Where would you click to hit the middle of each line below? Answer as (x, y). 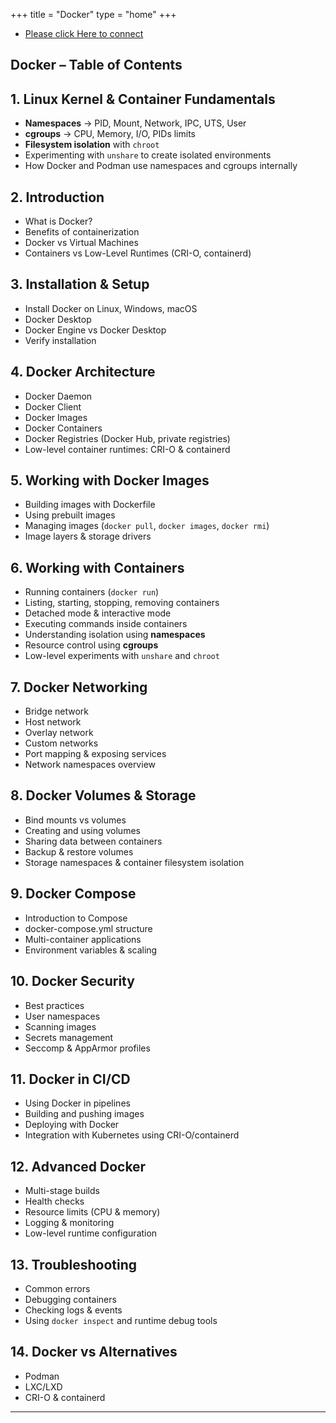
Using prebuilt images (70, 515)
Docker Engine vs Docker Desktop (95, 330)
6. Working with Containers (97, 567)
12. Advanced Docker (78, 1166)
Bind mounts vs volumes (75, 820)
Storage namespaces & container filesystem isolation (134, 862)
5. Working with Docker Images (110, 480)
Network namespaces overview (90, 765)
